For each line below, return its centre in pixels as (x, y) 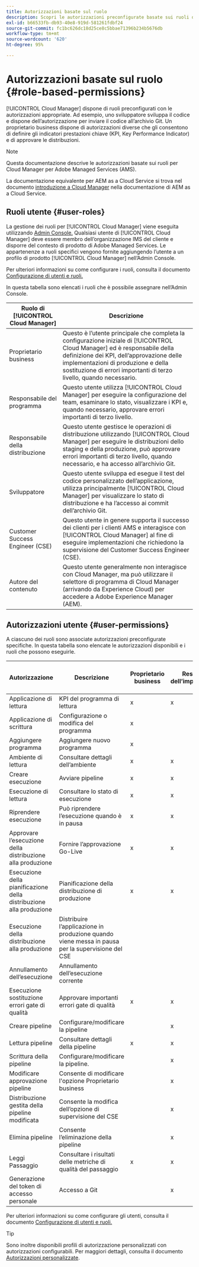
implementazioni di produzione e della (115, 363)
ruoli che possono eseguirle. (41, 652)
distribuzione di (81, 891)
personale (23, 1201)
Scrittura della (29, 1056)
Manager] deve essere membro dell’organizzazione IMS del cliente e (90, 239)
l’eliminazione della (85, 1138)
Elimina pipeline (31, 1138)
